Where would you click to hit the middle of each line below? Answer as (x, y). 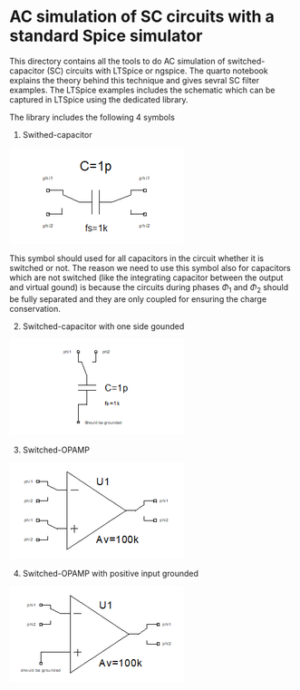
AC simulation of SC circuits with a (142, 17)
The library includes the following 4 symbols (92, 117)
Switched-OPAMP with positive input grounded (111, 573)
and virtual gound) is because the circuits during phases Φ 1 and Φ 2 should (149, 288)
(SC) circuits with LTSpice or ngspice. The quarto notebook (158, 71)
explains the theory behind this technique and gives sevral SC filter (135, 80)
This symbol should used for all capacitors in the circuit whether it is (137, 258)
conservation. (35, 308)
